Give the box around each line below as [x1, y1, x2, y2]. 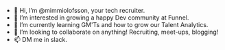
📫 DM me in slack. [13, 36, 67, 43]
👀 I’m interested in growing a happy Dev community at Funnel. [13, 14, 189, 22]
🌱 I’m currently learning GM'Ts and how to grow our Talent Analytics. [13, 21, 209, 28]
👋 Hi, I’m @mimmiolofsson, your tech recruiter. [13, 7, 145, 14]
